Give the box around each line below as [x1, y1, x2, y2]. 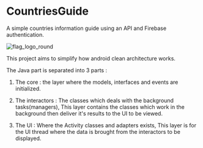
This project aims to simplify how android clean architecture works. [6, 54, 176, 62]
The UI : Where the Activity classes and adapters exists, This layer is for [15, 121, 197, 129]
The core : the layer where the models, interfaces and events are [15, 78, 179, 86]
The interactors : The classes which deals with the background [15, 97, 174, 104]
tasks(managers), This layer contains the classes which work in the [15, 103, 185, 111]
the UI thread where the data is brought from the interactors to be [15, 128, 180, 135]
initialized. [15, 84, 41, 92]
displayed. [15, 135, 42, 142]
